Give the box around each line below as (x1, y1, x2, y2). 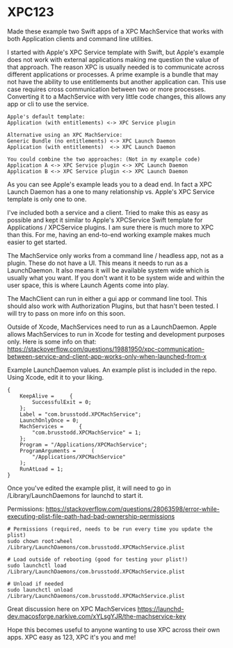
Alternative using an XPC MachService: (7, 131, 123, 138)
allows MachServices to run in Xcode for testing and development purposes (7, 330, 225, 338)
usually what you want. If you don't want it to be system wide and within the (7, 273, 225, 282)
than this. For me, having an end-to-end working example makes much (7, 230, 211, 238)
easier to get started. (7, 238, 67, 246)
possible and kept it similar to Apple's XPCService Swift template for (7, 216, 203, 224)
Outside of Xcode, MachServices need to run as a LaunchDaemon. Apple (7, 323, 217, 331)
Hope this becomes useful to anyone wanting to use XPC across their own (7, 625, 220, 633)
